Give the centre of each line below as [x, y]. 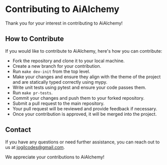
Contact [18, 130]
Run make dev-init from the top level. [51, 71]
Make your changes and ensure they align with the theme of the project [87, 77]
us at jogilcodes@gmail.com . [35, 147]
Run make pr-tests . [32, 93]
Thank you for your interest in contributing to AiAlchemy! [64, 23]
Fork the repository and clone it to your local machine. [68, 61]
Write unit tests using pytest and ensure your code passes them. [79, 87]
